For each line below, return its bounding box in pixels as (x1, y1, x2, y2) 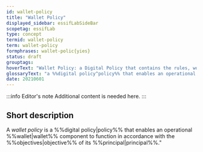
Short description (6, 110, 74, 121)
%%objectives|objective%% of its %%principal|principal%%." (6, 139, 162, 146)
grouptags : (6, 59, 34, 65)
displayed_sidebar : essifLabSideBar (6, 20, 98, 26)
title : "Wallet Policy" (6, 14, 66, 21)
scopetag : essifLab (6, 25, 56, 32)
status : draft (6, 54, 42, 60)
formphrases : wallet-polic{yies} (6, 48, 91, 54)
